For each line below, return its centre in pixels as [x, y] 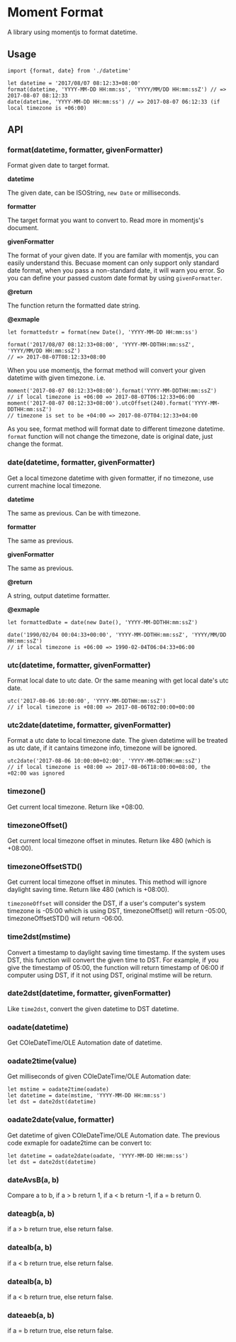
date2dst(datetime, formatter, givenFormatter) [89, 993]
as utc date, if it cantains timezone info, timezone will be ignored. [102, 748]
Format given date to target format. [58, 165]
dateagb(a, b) [31, 1213]
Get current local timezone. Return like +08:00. [76, 807]
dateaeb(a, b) [31, 1315]
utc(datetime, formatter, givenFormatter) [79, 665]
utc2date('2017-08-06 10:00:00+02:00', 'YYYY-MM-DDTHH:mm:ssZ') [104, 761]
